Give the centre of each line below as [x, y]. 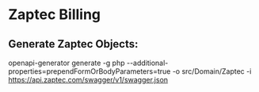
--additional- [147, 63]
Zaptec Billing [55, 15]
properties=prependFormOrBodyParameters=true [90, 71]
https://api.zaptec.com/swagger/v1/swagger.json [88, 80]
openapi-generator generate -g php [67, 63]
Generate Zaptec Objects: [73, 44]
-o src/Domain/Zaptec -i [212, 71]
